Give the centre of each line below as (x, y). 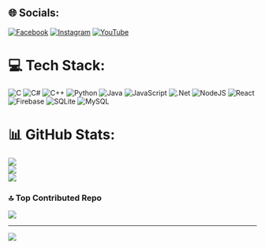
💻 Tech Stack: (57, 66)
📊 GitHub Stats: (62, 134)
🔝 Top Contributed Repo (55, 198)
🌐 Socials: (34, 13)
